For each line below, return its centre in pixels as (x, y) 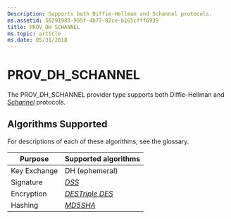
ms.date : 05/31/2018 (38, 40)
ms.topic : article (34, 34)
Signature (27, 182)
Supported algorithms (102, 158)
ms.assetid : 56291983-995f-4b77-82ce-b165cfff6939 (83, 20)
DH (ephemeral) (91, 170)
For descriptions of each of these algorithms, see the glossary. (98, 141)
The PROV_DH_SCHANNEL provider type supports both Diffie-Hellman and (116, 95)
